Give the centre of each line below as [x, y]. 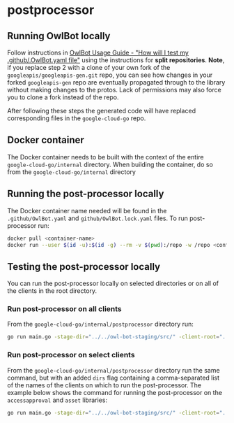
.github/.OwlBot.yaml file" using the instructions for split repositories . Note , [116, 60]
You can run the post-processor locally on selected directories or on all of [113, 284]
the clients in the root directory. [52, 291]
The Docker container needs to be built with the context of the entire [106, 157]
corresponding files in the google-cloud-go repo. [77, 118]
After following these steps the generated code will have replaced [102, 111]
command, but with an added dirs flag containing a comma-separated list [114, 378]
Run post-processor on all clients [64, 309]
